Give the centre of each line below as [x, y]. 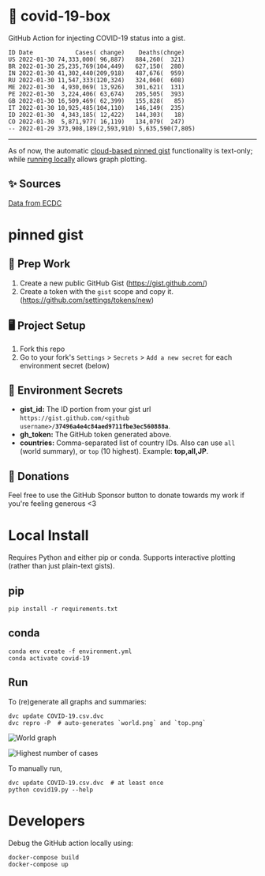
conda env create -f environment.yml [70, 651]
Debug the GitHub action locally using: [71, 843]
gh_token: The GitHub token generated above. [95, 435]
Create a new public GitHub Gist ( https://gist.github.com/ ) [113, 283]
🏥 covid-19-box [60, 16]
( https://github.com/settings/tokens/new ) [87, 300]
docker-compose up [38, 864]
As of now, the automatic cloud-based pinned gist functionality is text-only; [131, 150]
